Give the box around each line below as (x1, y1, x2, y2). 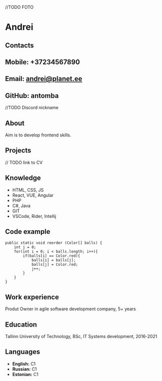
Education (5, 320, 37, 329)
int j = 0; (14, 245, 36, 250)
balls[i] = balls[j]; (31, 258, 76, 263)
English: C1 (12, 361, 36, 367)
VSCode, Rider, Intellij (12, 213, 57, 219)
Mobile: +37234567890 (5, 58, 80, 66)
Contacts (5, 41, 34, 49)
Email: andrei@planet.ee (5, 75, 83, 83)
